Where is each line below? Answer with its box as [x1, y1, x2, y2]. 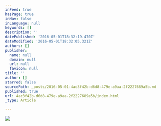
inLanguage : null [5, 21, 41, 26]
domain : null [9, 57, 36, 62]
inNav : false [5, 16, 32, 21]
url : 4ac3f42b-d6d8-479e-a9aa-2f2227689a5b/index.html [5, 93, 119, 98]
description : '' [5, 30, 38, 35]
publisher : [5, 48, 27, 53]
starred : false [5, 80, 36, 84]
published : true [5, 89, 38, 94]
